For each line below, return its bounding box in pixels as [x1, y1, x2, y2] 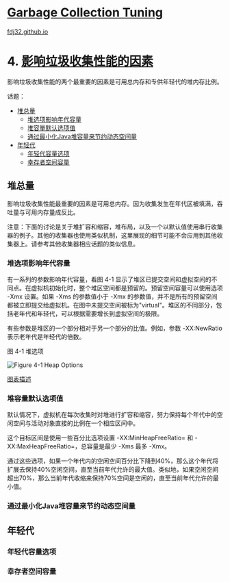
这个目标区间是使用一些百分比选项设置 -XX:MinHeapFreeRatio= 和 [7, 433, 194, 442]
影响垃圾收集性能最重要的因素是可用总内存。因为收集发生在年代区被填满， [7, 199, 217, 207]
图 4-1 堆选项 [7, 347, 44, 355]
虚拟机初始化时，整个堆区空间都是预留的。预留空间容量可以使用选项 [30, 283, 223, 292]
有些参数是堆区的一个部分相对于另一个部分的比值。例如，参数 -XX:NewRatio [7, 324, 222, 332]
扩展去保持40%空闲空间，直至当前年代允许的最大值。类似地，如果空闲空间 [7, 466, 219, 474]
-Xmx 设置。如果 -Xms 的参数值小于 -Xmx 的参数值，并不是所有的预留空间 [7, 292, 218, 301]
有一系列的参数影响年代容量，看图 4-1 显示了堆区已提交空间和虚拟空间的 [7, 275, 212, 283]
